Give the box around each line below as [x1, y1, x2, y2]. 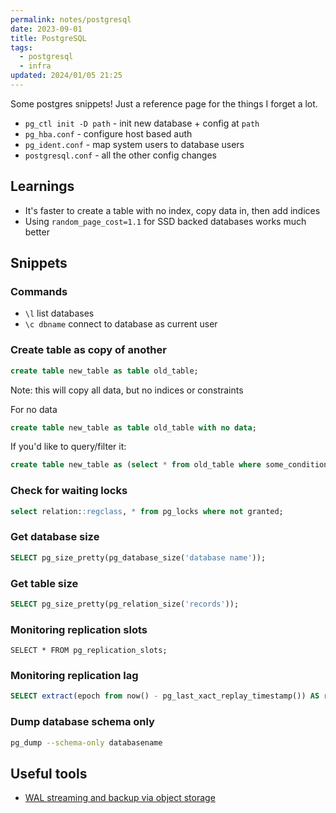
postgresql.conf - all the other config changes [24, 149, 217, 161]
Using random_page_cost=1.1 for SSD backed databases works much [24, 215, 307, 227]
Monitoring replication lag [10, 669, 139, 683]
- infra [19, 61, 52, 71]
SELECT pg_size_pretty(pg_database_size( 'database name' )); [10, 552, 267, 563]
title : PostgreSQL [10, 33, 87, 43]
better [24, 226, 50, 238]
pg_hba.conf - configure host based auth [24, 127, 193, 140]
